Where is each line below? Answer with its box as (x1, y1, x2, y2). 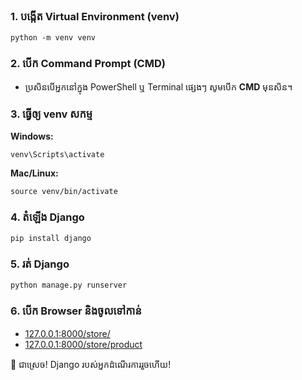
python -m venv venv (10, 33, 97, 43)
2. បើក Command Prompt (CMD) (10, 57, 166, 71)
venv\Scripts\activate (10, 149, 105, 159)
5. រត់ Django (10, 257, 70, 271)
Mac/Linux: (10, 167, 59, 179)
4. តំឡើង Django (10, 210, 85, 224)
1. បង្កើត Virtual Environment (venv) (10, 9, 180, 23)
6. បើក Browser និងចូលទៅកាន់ (10, 304, 142, 318)
